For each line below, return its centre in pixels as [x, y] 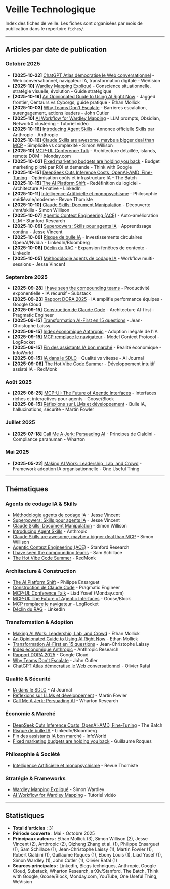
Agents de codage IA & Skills [41, 504]
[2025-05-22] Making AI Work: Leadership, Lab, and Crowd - [77, 463]
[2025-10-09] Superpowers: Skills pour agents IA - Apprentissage [82, 226]
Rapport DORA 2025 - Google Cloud [50, 655]
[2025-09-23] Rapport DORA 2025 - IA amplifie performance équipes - [88, 299]
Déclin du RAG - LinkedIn [39, 609]
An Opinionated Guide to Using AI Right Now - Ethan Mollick [75, 639]
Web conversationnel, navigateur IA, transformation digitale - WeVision [86, 80]
